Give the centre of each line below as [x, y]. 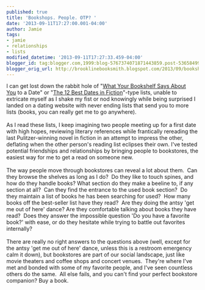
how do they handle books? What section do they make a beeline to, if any [100, 183]
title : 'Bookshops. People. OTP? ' [52, 18]
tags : [13, 35]
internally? [19, 229]
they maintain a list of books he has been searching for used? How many [99, 197]
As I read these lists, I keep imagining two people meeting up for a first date [101, 125]
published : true [27, 12]
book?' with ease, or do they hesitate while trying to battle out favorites [96, 222]
